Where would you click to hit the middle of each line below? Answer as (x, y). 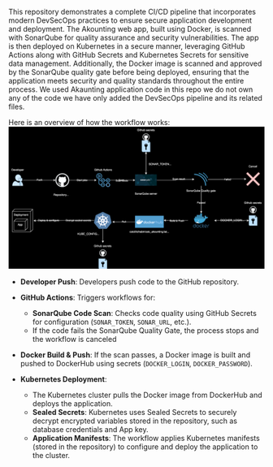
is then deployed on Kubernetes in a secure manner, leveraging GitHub (127, 46)
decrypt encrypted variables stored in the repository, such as (135, 421)
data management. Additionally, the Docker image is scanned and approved (135, 63)
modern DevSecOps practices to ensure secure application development (130, 20)
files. (17, 106)
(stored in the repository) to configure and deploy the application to (145, 447)
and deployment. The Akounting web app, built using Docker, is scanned (130, 29)
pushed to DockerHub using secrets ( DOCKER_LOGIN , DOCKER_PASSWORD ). (136, 363)
